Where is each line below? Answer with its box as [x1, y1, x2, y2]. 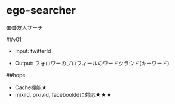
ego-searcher [6, 4, 76, 17]
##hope [6, 71, 26, 78]
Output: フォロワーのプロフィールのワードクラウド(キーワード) [14, 59, 170, 67]
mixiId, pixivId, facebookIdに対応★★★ [14, 91, 112, 98]
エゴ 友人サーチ [6, 24, 43, 31]
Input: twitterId [14, 47, 51, 54]
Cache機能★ [14, 84, 47, 91]
